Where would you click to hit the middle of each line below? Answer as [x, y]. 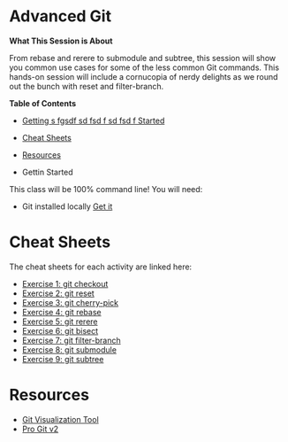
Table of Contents [43, 103]
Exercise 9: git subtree [63, 359]
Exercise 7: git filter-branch [71, 340]
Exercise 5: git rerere [60, 322]
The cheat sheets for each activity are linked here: [101, 267]
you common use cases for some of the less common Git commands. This [144, 67]
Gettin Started [47, 172]
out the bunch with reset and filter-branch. [87, 86]
